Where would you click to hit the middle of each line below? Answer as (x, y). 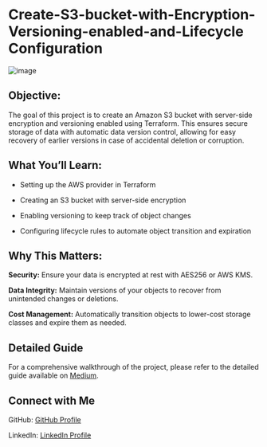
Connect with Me (52, 400)
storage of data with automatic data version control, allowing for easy (122, 131)
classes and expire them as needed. (68, 323)
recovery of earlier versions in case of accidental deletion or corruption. (126, 140)
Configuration (56, 49)
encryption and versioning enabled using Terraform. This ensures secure (128, 123)
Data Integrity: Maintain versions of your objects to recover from (115, 290)
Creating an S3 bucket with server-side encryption (103, 200)
